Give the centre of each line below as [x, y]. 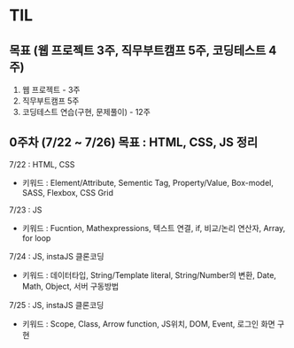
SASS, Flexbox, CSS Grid [67, 192]
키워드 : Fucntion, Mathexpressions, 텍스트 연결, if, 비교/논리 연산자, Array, [154, 228]
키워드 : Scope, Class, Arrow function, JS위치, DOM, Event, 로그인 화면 [149, 323]
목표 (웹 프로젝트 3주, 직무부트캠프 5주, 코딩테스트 [138, 50]
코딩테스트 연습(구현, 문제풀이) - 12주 [86, 112]
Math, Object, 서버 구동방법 [70, 286]
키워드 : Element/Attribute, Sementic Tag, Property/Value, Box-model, [148, 182]
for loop [36, 238]
